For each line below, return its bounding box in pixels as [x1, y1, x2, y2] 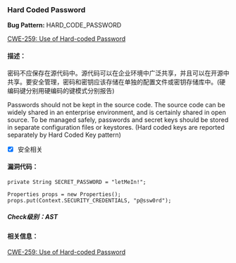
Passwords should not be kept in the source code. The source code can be [7, 100, 225, 109]
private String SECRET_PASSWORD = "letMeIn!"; [7, 178, 147, 185]
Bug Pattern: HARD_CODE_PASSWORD [7, 21, 122, 30]
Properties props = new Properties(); [7, 190, 121, 198]
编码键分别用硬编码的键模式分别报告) [7, 86, 115, 94]
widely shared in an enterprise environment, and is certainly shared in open [7, 108, 227, 116]
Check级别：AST [7, 213, 58, 221]
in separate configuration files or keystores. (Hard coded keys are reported [7, 123, 225, 131]
